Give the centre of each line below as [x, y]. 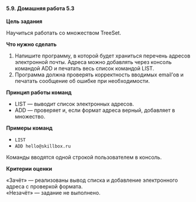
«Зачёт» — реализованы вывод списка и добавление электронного [92, 180]
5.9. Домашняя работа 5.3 [40, 8]
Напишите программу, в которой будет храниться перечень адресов [102, 56]
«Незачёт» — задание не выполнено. [53, 193]
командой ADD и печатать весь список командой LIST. [84, 69]
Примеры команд [30, 128]
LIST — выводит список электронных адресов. [74, 104]
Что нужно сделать [32, 44]
